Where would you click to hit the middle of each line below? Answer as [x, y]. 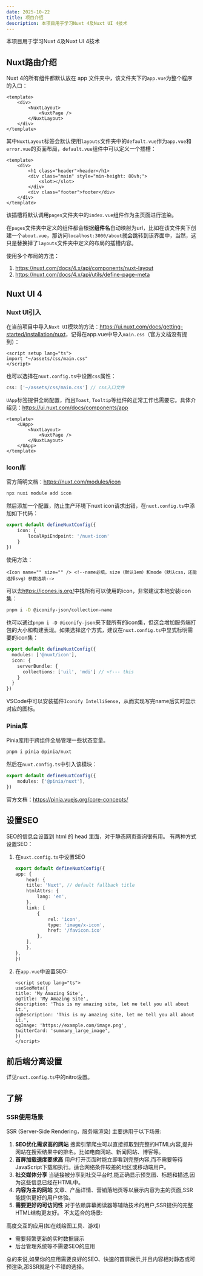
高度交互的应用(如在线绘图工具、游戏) [54, 1226]
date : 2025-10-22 [28, 12]
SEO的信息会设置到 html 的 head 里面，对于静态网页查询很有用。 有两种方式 [101, 836]
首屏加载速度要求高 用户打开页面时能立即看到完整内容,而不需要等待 [99, 1160]
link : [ [36, 908]
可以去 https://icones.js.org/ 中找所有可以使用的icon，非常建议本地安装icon [99, 591]
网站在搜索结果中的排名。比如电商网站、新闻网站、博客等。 [89, 1152]
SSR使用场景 [25, 1117]
